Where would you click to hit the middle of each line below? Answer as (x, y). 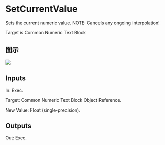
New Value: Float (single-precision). (43, 110)
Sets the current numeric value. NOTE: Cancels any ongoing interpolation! (82, 23)
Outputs (19, 125)
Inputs (16, 78)
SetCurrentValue (41, 9)
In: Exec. (14, 90)
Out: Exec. (16, 138)
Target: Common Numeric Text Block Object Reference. (63, 100)
